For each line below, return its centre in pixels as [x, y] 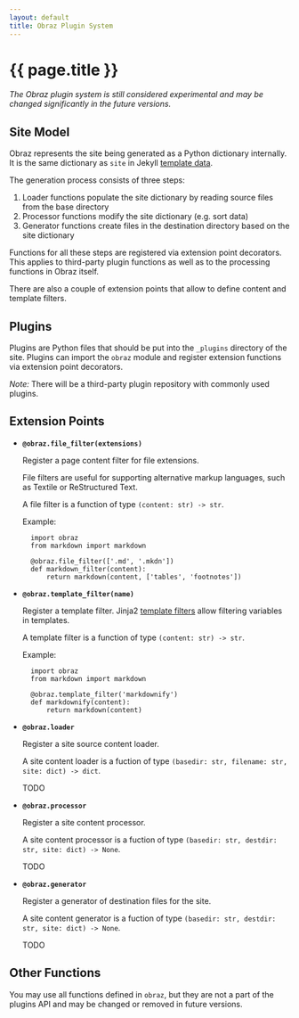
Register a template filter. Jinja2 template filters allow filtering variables [152, 611]
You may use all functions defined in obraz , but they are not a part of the [141, 994]
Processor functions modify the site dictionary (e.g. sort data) [135, 217]
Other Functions [55, 973]
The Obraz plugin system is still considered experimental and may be [137, 94]
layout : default [39, 17]
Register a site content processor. [84, 822]
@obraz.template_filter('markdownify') [104, 694]
